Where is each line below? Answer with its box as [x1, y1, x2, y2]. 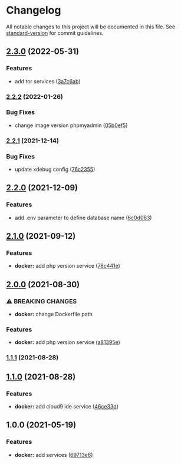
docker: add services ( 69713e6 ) [14, 451, 93, 458]
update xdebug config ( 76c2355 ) [14, 166, 96, 173]
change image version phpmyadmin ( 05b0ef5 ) [14, 122, 128, 129]
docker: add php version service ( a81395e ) [14, 339, 121, 346]
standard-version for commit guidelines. [6, 29, 104, 36]
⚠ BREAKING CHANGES [6, 297, 77, 305]
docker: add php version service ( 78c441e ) [14, 262, 121, 270]
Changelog [6, 4, 61, 17]
